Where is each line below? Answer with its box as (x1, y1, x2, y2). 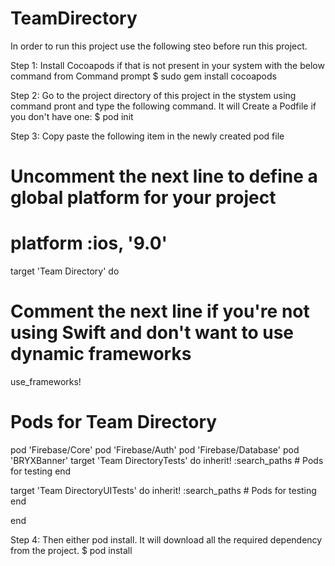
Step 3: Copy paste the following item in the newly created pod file (10, 130, 285, 142)
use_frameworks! (10, 376, 82, 387)
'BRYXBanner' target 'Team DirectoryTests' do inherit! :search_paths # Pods (10, 454, 324, 466)
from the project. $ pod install (10, 544, 133, 556)
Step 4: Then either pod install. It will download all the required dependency (10, 533, 323, 546)
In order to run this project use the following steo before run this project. (10, 40, 308, 52)
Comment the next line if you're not (10, 300, 310, 323)
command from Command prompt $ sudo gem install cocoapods (10, 70, 277, 82)
